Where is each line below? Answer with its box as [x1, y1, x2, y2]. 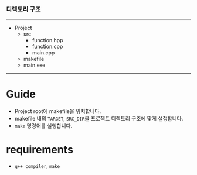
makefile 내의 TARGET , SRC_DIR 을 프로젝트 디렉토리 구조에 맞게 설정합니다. [14, 115, 184, 122]
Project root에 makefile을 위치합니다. [14, 108, 101, 115]
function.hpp [32, 37, 63, 44]
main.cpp [32, 49, 55, 56]
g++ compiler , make [14, 163, 60, 170]
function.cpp [32, 43, 63, 50]
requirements [6, 143, 73, 156]
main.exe [23, 61, 46, 68]
